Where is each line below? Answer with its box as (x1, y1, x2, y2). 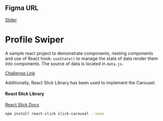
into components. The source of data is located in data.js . (5, 61, 124, 67)
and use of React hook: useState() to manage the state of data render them (5, 55, 158, 61)
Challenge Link (5, 70, 35, 76)
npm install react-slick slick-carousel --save (5, 111, 105, 116)
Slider (5, 17, 17, 23)
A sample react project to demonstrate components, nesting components (5, 50, 153, 56)
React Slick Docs (5, 101, 39, 107)
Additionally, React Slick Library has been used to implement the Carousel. (5, 79, 156, 85)
